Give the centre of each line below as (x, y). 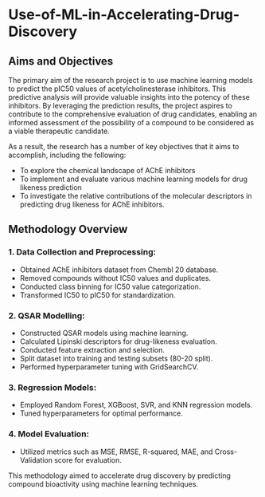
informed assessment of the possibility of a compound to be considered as (131, 122)
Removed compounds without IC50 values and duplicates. (115, 278)
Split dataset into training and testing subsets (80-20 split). (116, 358)
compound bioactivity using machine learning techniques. (103, 483)
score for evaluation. (88, 460)
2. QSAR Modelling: (47, 315)
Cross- (226, 452)
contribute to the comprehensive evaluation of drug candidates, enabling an (132, 114)
